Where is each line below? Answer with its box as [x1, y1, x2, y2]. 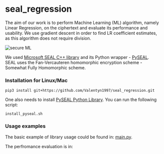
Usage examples [5, 123, 46, 129]
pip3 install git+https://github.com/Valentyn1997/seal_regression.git [5, 88, 155, 93]
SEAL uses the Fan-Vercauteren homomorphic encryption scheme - [5, 59, 142, 65]
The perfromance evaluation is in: [5, 143, 73, 149]
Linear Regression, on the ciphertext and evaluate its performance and [5, 25, 148, 30]
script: [5, 102, 18, 108]
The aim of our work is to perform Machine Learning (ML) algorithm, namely [5, 20, 159, 26]
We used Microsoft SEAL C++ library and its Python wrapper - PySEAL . [5, 54, 149, 60]
